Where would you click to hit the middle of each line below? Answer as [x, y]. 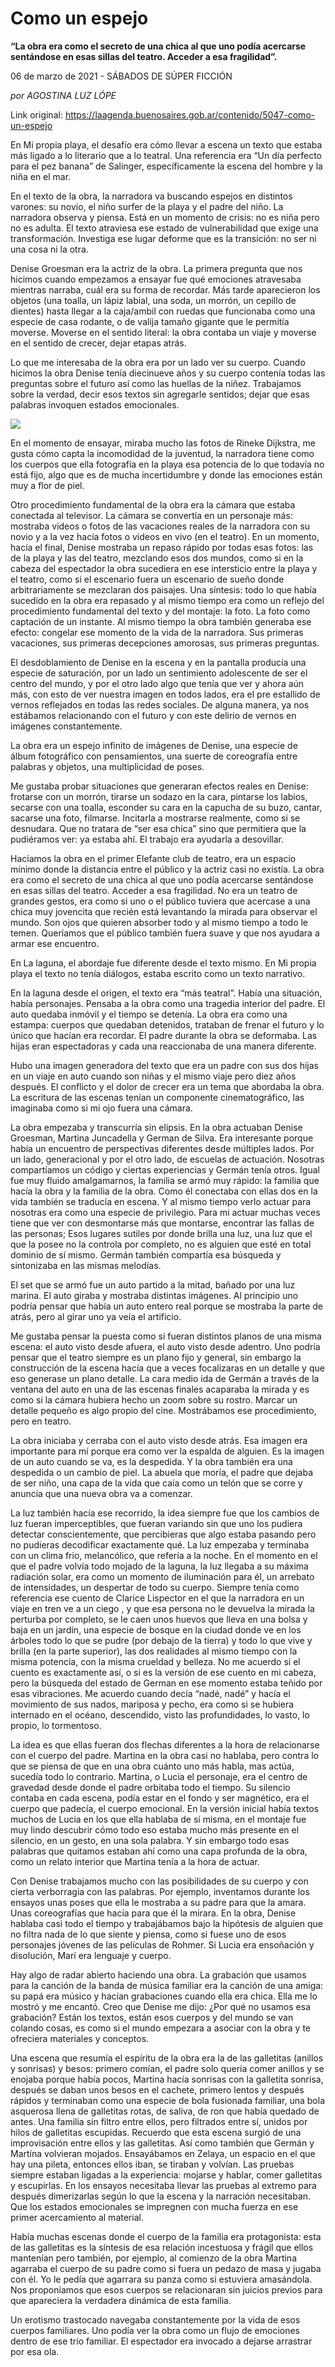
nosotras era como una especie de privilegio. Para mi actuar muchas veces [165, 1212]
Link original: [36, 114]
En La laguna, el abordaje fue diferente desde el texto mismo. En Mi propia [163, 963]
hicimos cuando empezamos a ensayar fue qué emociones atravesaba [156, 279]
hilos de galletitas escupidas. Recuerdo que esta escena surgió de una [156, 2132]
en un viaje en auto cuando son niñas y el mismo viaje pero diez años [153, 1076]
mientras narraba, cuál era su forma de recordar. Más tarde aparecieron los [165, 289]
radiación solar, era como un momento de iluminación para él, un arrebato [162, 1576]
